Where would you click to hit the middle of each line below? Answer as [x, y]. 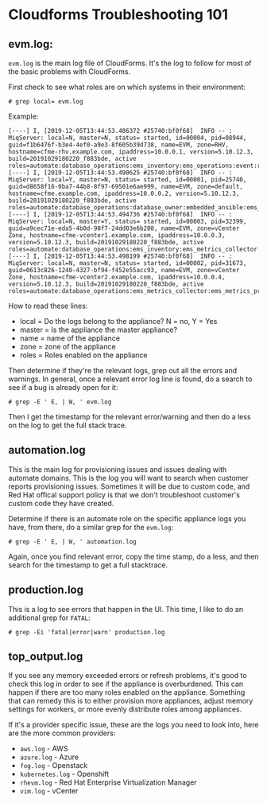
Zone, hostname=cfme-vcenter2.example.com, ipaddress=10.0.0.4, [117, 277]
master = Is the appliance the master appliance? [98, 329]
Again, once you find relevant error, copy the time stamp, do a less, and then [133, 556]
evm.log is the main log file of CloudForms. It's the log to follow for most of [130, 63]
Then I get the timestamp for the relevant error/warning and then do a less [130, 417]
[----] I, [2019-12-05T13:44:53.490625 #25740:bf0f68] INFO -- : [120, 173]
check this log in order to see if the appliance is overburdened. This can [126, 684]
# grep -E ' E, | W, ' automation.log [72, 542]
